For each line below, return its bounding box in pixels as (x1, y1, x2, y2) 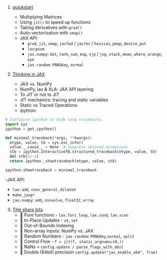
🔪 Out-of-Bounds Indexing (19, 222, 74, 229)
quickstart (12, 4, 33, 10)
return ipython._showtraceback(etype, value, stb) (9, 159, 117, 164)
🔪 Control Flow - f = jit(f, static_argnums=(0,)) (19, 238, 124, 244)
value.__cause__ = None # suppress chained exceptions (9, 145, 128, 150)
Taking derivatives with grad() (19, 24, 82, 30)
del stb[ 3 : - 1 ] (9, 154, 39, 159)
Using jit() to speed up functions (19, 19, 91, 25)
